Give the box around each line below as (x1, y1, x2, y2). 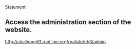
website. (5, 26, 32, 34)
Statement (5, 4, 26, 10)
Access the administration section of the (5, 18, 131, 26)
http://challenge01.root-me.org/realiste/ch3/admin (5, 38, 106, 44)
